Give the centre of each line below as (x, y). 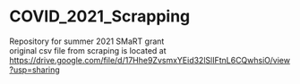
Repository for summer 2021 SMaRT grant (87, 41)
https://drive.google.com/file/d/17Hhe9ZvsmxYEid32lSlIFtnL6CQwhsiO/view (150, 60)
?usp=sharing (34, 70)
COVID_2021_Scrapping (100, 17)
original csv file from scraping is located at (88, 50)
